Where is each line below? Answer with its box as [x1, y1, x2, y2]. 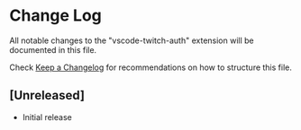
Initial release [22, 111, 72, 122]
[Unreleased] [9, 88, 86, 103]
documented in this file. [9, 44, 97, 55]
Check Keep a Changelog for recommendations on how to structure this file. [9, 62, 293, 73]
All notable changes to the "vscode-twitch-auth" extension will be [9, 35, 254, 46]
